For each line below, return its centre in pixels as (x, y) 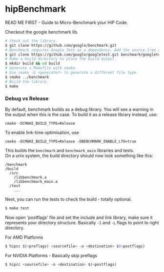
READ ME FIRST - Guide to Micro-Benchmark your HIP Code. (66, 22)
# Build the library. (27, 81)
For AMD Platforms (24, 237)
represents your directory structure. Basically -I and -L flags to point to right (82, 222)
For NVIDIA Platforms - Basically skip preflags (51, 255)
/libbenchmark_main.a (36, 181)
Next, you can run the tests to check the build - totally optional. (68, 199)
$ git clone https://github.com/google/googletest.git (62, 55)
